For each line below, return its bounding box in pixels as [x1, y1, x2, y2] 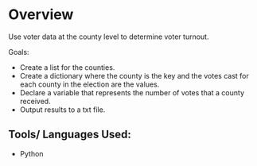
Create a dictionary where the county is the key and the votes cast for [19, 71, 249, 80]
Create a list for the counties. [19, 62, 115, 72]
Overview [8, 6, 74, 24]
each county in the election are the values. [19, 79, 160, 89]
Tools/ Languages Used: [8, 128, 131, 141]
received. [19, 96, 51, 106]
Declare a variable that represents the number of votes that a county [19, 87, 245, 97]
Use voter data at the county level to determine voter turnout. [8, 32, 209, 41]
